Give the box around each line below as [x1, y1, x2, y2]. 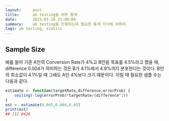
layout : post [5, 7, 42, 13]
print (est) [5, 107, 28, 112]
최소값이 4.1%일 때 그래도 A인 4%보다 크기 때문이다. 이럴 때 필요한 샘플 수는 [10, 71, 162, 77]
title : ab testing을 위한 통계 [5, 12, 78, 17]
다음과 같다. [5, 78, 29, 84]
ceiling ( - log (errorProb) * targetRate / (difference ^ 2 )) [14, 93, 128, 98]
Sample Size [5, 45, 46, 54]
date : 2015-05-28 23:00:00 [5, 17, 76, 22]
